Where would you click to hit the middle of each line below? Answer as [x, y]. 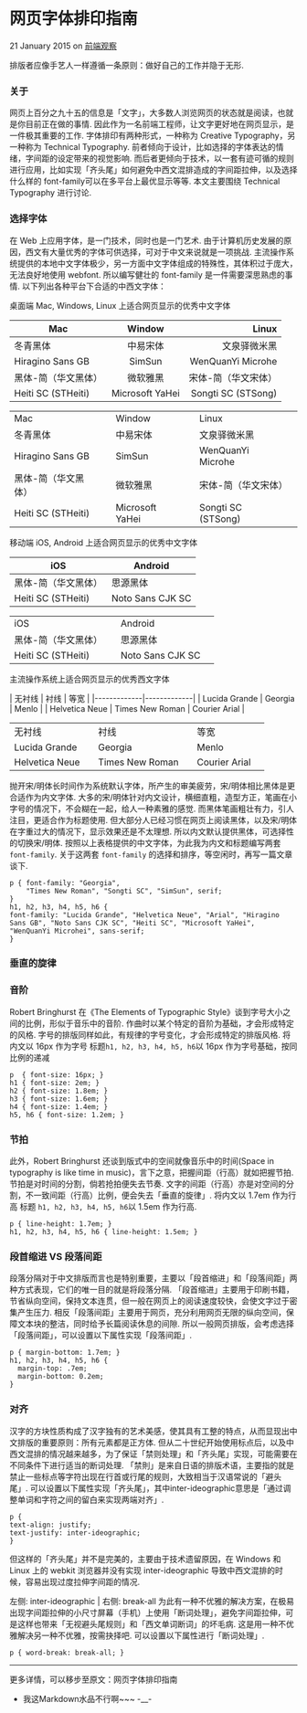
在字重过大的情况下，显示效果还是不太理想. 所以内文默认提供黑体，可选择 [148, 831]
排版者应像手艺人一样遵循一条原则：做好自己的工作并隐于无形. [127, 65]
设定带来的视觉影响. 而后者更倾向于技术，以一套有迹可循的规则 [175, 159]
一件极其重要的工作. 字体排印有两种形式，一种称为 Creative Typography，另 [153, 136]
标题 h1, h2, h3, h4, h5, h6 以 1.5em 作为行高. [108, 1207]
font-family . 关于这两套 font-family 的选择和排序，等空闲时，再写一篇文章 [151, 854]
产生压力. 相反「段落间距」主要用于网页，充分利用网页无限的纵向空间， [151, 1313]
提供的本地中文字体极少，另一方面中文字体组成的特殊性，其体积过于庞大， [157, 263]
